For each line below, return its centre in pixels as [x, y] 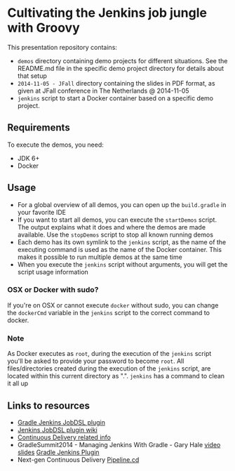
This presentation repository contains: [62, 47]
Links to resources [48, 405]
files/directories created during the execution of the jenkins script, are [109, 369]
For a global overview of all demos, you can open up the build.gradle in [122, 204]
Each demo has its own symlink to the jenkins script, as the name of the [122, 242]
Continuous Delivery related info [64, 437]
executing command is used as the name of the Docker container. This [120, 249]
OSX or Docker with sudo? [53, 290]
